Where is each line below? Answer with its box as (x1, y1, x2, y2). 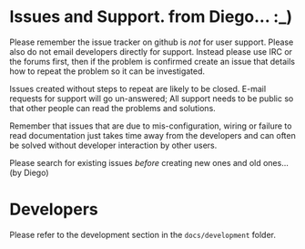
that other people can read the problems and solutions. (9, 102, 216, 113)
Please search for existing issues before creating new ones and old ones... (9, 157, 289, 168)
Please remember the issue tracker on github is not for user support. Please (9, 36, 294, 47)
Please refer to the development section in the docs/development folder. (9, 229, 276, 240)
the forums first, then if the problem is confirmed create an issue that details (9, 56, 296, 67)
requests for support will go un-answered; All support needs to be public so (9, 93, 294, 104)
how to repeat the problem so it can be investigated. (9, 66, 206, 77)
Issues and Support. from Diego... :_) (9, 6, 293, 27)
